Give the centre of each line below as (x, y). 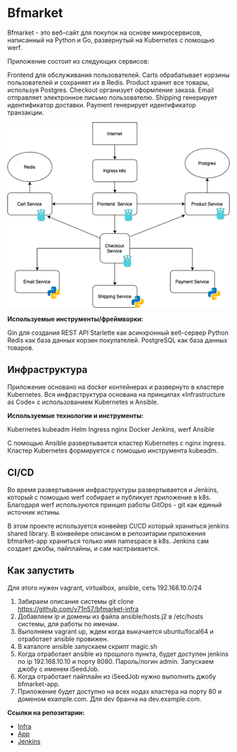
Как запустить (41, 571)
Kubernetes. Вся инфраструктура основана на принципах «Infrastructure (116, 394)
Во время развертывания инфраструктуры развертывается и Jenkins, (113, 489)
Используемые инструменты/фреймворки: (75, 319)
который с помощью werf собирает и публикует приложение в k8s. (109, 497)
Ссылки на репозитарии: (46, 712)
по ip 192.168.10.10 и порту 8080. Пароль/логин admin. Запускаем (115, 661)
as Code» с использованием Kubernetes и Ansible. (83, 402)
